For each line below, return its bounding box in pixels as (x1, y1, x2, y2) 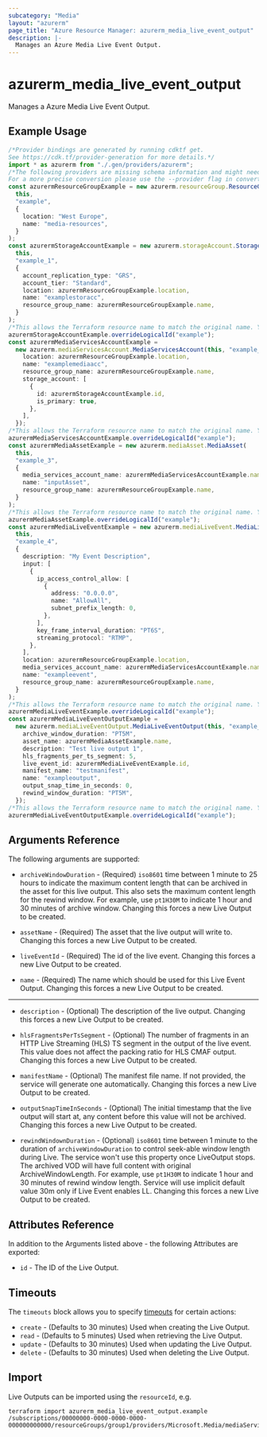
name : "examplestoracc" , (22, 293, 105, 302)
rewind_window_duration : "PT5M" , (22, 789, 133, 797)
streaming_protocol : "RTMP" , (37, 634, 133, 642)
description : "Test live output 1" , (22, 744, 145, 752)
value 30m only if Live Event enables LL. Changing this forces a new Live (19, 1186, 259, 1196)
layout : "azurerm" (8, 19, 69, 27)
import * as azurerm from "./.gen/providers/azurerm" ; (8, 161, 194, 169)
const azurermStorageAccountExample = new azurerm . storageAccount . (8, 242, 237, 251)
